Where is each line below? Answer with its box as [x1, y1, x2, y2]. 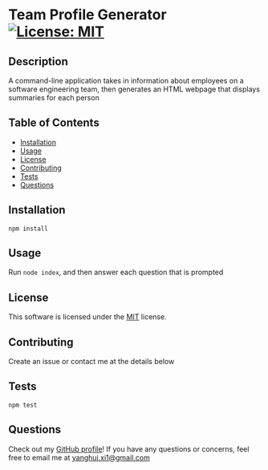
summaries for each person [8, 93, 100, 102]
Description [8, 55, 68, 68]
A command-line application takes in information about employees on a [8, 76, 244, 85]
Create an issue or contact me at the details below [8, 357, 175, 367]
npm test [8, 401, 38, 409]
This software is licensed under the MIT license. [8, 312, 167, 322]
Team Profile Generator [8, 6, 167, 24]
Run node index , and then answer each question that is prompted [8, 267, 224, 278]
